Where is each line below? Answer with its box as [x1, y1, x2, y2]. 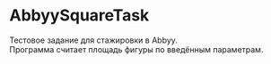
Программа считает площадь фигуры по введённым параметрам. [9, 44, 264, 54]
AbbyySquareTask [9, 5, 150, 26]
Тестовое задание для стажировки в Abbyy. [9, 35, 178, 45]
